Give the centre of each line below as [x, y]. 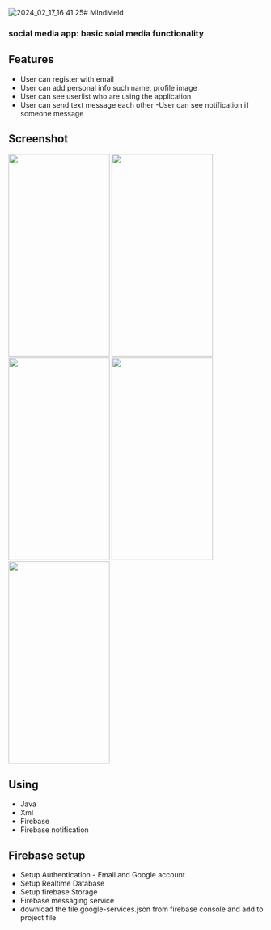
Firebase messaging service [67, 901]
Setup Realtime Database [62, 883]
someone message [52, 113]
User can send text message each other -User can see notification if [134, 104]
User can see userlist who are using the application [106, 96]
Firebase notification [54, 830]
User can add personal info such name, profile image [108, 87]
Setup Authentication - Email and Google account [103, 875]
